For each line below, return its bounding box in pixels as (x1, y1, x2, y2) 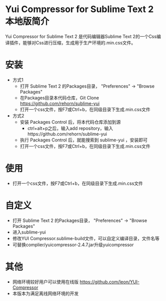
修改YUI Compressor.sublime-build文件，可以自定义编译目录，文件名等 (12, 235, 159, 241)
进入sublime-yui (12, 229, 46, 235)
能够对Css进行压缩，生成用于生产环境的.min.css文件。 (22, 39, 136, 46)
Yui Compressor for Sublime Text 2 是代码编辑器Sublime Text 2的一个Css (5, 33, 157, 39)
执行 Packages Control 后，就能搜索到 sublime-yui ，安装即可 (20, 137, 148, 143)
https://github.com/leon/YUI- (79, 278, 140, 285)
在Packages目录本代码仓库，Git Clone (20, 95, 99, 101)
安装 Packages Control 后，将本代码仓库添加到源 (20, 119, 121, 125)
